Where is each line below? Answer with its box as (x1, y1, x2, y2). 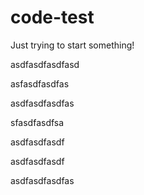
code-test (10, 6, 95, 29)
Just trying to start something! (10, 39, 135, 51)
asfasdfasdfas (10, 77, 70, 90)
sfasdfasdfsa (10, 116, 65, 128)
